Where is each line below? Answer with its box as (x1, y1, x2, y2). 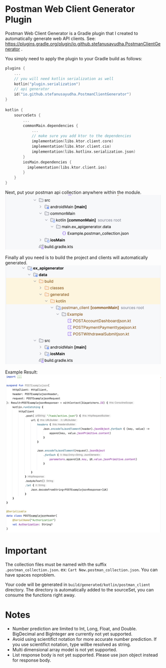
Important (5, 545, 47, 556)
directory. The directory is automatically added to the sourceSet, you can (5, 586, 154, 592)
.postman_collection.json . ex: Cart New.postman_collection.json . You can (5, 567, 158, 573)
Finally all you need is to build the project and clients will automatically (5, 254, 148, 260)
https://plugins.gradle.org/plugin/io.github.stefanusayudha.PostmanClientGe (5, 41, 161, 46)
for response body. (12, 657, 51, 663)
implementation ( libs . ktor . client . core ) (31, 139, 114, 144)
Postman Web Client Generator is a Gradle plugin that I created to (5, 30, 138, 36)
